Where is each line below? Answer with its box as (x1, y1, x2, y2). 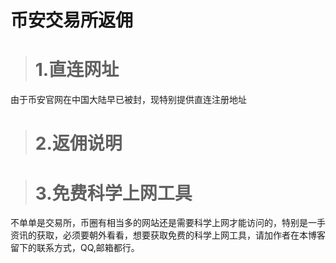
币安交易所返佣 (10, 9, 134, 32)
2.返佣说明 (34, 132, 123, 155)
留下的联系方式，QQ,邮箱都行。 (10, 242, 140, 254)
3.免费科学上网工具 (34, 182, 193, 205)
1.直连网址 (34, 59, 120, 81)
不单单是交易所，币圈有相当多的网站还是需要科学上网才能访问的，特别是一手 (10, 217, 326, 229)
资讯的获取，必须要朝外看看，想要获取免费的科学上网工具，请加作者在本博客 (10, 229, 326, 241)
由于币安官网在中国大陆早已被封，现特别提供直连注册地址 (10, 94, 247, 106)
